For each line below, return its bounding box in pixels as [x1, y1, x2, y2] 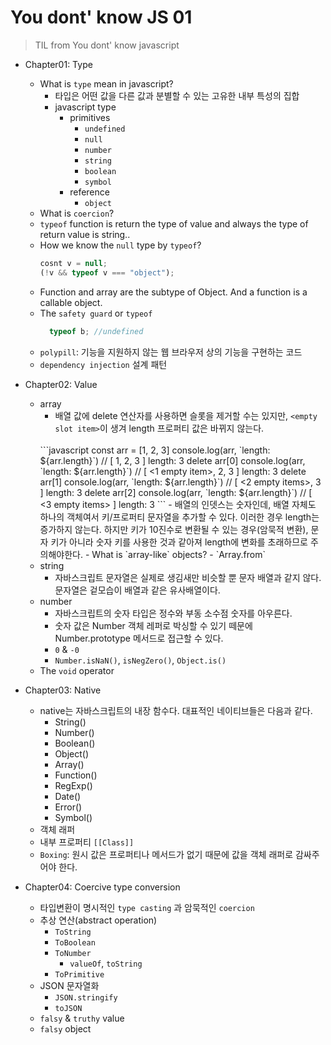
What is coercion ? [39, 207, 115, 219]
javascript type [54, 101, 117, 113]
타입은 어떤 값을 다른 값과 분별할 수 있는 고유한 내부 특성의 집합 [54, 89, 300, 101]
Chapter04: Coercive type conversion [24, 881, 181, 893]
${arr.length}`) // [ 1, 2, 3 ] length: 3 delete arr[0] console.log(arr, [39, 454, 306, 466]
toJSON [54, 1003, 83, 1013]
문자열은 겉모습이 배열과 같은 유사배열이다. [54, 584, 221, 596]
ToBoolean [54, 937, 96, 948]
